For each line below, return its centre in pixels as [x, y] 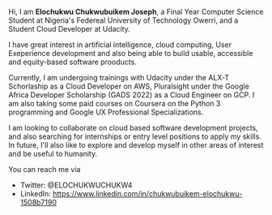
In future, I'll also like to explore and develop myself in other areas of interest [136, 145]
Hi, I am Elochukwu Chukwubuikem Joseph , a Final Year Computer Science [136, 12]
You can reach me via [45, 169]
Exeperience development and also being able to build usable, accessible [131, 53]
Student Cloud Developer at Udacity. [70, 29]
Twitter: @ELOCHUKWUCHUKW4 [76, 185]
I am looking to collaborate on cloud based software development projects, [134, 128]
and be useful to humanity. [53, 154]
